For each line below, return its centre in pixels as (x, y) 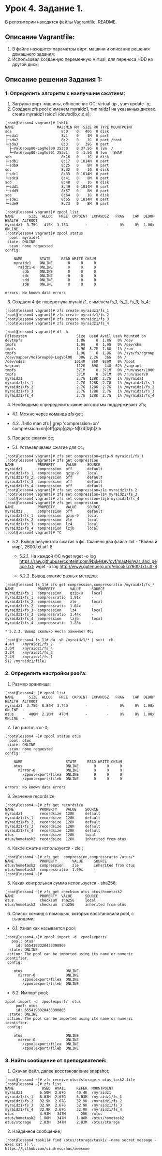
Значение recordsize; (34, 796)
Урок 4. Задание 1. (44, 8)
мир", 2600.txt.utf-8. (33, 547)
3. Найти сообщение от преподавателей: (56, 1060)
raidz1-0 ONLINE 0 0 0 (57, 267)
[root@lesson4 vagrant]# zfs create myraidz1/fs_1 (57, 311)
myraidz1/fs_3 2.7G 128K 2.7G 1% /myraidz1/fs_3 (80, 391)
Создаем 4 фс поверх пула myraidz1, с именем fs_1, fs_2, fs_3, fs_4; (81, 302)
